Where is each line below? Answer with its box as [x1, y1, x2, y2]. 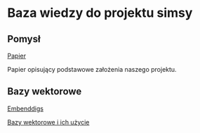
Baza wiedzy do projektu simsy [7, 5, 193, 21]
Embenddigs [7, 104, 44, 113]
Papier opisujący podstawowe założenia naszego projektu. [7, 65, 177, 73]
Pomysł [7, 33, 41, 45]
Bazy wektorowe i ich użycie [7, 118, 90, 126]
